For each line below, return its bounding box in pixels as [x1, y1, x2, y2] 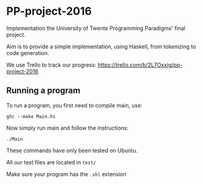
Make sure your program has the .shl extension [6, 170, 127, 178]
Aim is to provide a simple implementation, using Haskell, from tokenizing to [6, 43, 197, 50]
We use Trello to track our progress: [6, 61, 97, 68]
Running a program [6, 86, 81, 96]
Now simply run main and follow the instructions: [6, 124, 129, 131]
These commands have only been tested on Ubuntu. [6, 147, 138, 154]
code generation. [6, 49, 50, 56]
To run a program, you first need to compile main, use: [6, 101, 143, 109]
